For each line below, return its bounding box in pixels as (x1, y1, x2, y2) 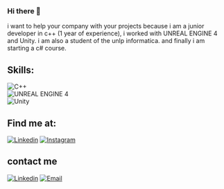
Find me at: (7, 117, 57, 129)
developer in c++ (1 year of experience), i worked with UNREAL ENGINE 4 (7, 29, 218, 37)
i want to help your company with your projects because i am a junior (7, 22, 205, 30)
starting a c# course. (7, 44, 67, 53)
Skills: (7, 64, 35, 75)
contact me (7, 156, 58, 168)
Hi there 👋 (7, 6, 42, 16)
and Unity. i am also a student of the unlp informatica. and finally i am (7, 37, 205, 45)
